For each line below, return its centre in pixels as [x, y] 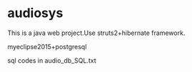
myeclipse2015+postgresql [47, 46]
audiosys [35, 13]
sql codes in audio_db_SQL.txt [52, 60]
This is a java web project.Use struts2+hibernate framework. [96, 33]
